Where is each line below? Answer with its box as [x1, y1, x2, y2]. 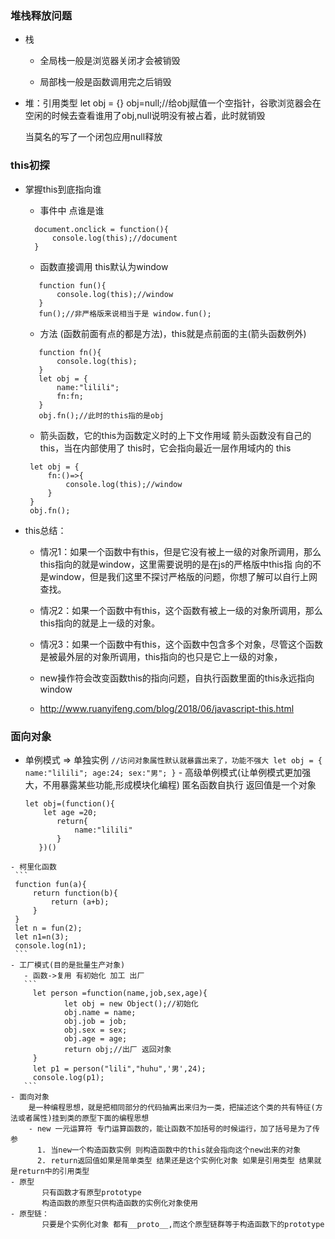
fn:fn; [56, 391, 84, 401]
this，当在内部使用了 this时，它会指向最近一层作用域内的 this [39, 442, 292, 454]
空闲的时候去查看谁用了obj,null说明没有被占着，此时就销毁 [24, 110, 266, 122]
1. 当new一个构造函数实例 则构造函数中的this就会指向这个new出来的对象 [36, 1145, 302, 1155]
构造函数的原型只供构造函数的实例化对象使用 [41, 1198, 198, 1208]
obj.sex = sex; [63, 1025, 128, 1035]
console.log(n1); [14, 940, 87, 951]
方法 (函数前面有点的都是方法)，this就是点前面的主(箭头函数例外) [39, 327, 307, 339]
